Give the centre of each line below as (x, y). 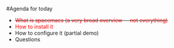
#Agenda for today (29, 9)
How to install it (34, 27)
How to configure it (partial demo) (57, 33)
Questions (28, 39)
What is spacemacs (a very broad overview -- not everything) (91, 20)
